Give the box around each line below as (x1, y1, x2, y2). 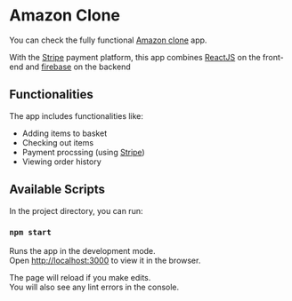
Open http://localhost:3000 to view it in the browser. (9, 255, 201, 265)
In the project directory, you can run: (9, 205, 143, 216)
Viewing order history (21, 156, 102, 167)
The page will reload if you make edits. (9, 272, 151, 282)
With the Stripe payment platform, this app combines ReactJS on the (9, 51, 261, 62)
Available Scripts (9, 182, 105, 197)
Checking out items (21, 137, 94, 147)
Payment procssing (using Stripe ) (21, 147, 145, 157)
